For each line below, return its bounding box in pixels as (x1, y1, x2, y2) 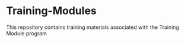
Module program (6, 29, 47, 37)
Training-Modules (6, 4, 97, 18)
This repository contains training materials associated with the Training (6, 24, 180, 31)
